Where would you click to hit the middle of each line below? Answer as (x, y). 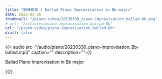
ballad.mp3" (18, 52)
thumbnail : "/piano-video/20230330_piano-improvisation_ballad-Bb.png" (81, 19)
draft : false (19, 33)
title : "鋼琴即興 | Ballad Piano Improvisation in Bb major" (69, 10)
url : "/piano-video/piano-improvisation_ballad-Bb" (60, 28)
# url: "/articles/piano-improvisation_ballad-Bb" (59, 24)
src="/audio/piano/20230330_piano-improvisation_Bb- (82, 47)
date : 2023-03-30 (23, 14)
